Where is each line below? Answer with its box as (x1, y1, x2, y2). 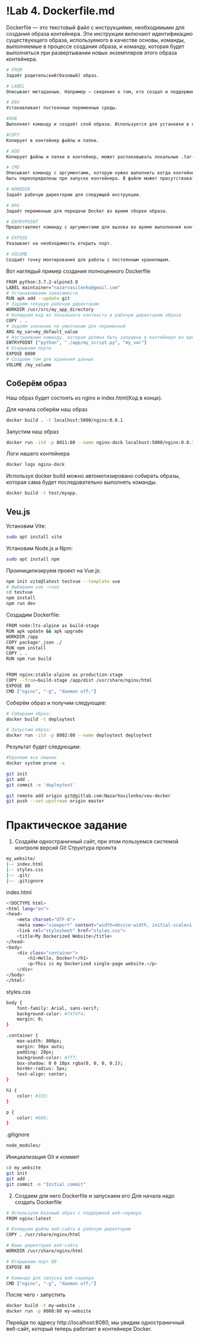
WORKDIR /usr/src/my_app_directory (6, 307, 94, 313)
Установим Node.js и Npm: (6, 544, 73, 552)
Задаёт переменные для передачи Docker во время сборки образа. (6, 208, 168, 214)
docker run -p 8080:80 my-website (6, 1308, 92, 1314)
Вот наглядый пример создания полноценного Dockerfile (6, 267, 151, 275)
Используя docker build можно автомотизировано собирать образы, (6, 473, 181, 480)
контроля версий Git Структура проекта (14, 844, 117, 851)
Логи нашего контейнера (6, 450, 70, 457)
